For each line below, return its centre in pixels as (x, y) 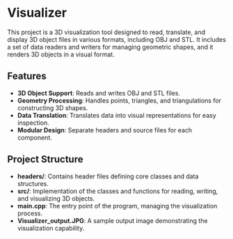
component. (34, 137)
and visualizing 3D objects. (56, 198)
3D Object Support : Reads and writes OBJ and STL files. (99, 93)
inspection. (33, 123)
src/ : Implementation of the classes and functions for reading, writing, (118, 191)
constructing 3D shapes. (53, 108)
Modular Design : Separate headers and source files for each (105, 130)
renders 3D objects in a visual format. (61, 54)
